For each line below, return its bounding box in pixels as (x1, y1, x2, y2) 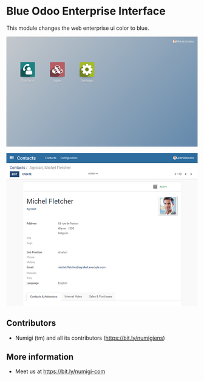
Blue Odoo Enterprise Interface (6, 4, 166, 18)
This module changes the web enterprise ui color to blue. (6, 24, 149, 32)
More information (6, 351, 74, 362)
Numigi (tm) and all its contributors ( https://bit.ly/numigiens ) (15, 334, 165, 342)
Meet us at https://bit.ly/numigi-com (15, 368, 106, 375)
